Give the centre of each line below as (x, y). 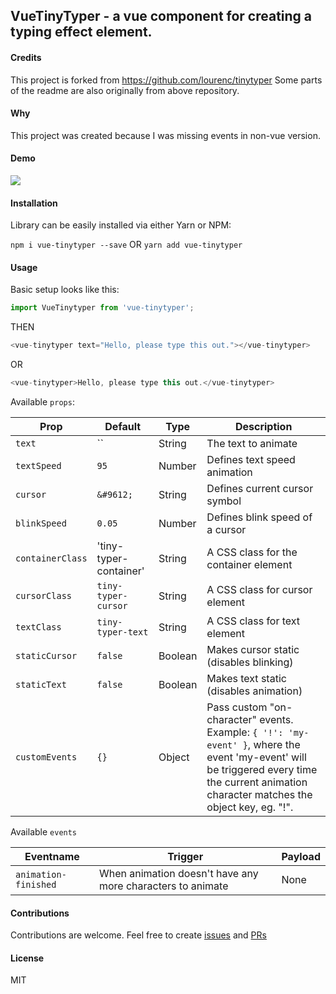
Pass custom (237, 707)
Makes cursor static (253, 650)
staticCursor (46, 656)
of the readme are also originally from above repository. (125, 90)
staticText (41, 685)
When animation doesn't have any (178, 874)
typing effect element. (81, 32)
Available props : (42, 402)
